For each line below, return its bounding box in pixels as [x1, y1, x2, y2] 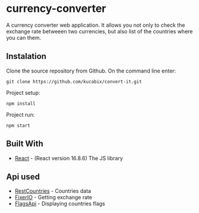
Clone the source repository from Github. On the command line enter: [6, 67, 176, 74]
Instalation [6, 51, 46, 61]
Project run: [6, 111, 35, 118]
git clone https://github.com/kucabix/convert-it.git [6, 79, 143, 84]
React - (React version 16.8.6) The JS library [14, 154, 124, 162]
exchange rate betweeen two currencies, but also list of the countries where [6, 27, 193, 35]
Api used [6, 171, 40, 181]
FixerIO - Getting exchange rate [14, 194, 93, 201]
